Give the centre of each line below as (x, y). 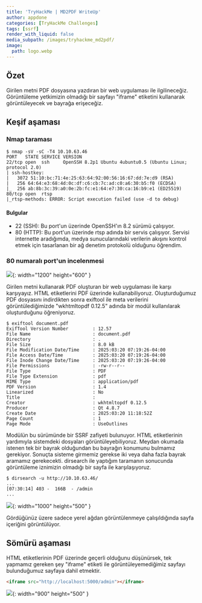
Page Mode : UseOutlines (67, 424)
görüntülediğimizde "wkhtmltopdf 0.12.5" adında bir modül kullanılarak (93, 306)
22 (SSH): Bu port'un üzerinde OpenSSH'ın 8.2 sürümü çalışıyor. (95, 226)
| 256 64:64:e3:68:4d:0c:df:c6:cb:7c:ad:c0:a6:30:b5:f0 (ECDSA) (91, 184)
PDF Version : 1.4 (56, 387)
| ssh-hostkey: (25, 173)
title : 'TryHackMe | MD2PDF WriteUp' (54, 12)
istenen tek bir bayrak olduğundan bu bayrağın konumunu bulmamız (91, 448)
